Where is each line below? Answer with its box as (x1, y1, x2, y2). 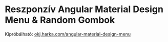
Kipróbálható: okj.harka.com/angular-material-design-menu (5, 31, 131, 37)
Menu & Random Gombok (5, 14, 115, 26)
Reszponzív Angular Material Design (5, 4, 163, 15)
